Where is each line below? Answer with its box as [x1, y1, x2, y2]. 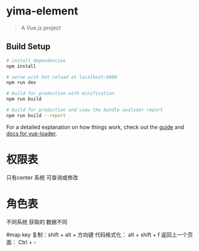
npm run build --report [6, 113, 66, 119]
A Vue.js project [21, 24, 62, 31]
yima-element [6, 4, 78, 18]
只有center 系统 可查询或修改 [6, 173, 78, 181]
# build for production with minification [6, 90, 115, 97]
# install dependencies [6, 57, 66, 64]
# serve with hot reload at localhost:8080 [6, 74, 118, 80]
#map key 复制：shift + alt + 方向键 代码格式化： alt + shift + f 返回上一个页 [6, 231, 193, 238]
